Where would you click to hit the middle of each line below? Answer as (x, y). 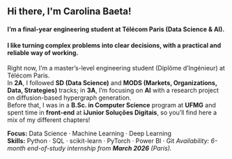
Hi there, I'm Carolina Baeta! (69, 12)
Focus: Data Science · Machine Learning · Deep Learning (90, 134)
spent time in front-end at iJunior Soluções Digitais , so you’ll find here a (112, 113)
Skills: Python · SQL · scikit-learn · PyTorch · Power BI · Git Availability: (108, 141)
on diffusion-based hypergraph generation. (69, 98)
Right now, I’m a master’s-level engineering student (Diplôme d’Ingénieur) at (116, 68)
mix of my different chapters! (49, 120)
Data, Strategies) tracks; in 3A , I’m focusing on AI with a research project (113, 91)
